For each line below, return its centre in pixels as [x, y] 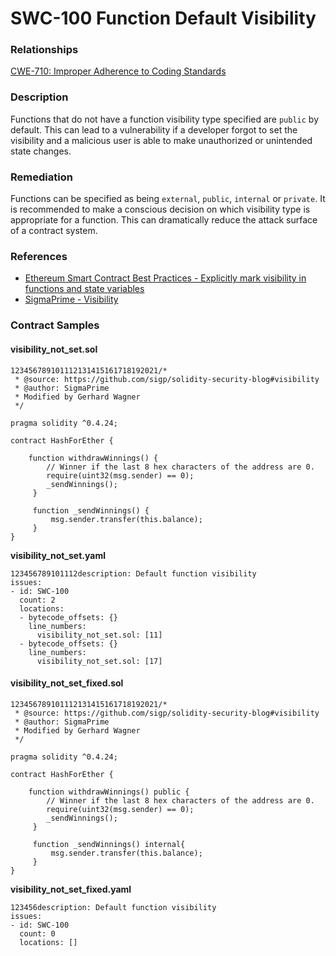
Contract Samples [55, 325]
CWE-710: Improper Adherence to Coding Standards [118, 71]
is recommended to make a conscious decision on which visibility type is [160, 209]
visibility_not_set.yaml [58, 555]
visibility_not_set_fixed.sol [67, 683]
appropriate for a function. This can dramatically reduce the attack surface [164, 220]
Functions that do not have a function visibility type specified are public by [165, 119]
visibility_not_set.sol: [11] [99, 635]
